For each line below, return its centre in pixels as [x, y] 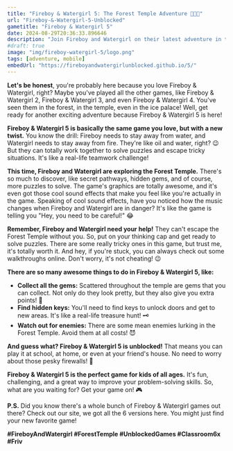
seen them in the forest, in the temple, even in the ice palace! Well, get [107, 107]
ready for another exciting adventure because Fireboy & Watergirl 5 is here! [115, 115]
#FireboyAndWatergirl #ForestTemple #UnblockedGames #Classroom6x [114, 434]
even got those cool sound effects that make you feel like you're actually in [114, 193]
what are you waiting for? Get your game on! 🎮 [75, 389]
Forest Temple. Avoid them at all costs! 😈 [77, 333]
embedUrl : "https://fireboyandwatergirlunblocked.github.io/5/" [102, 65]
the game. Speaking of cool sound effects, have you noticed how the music [115, 200]
